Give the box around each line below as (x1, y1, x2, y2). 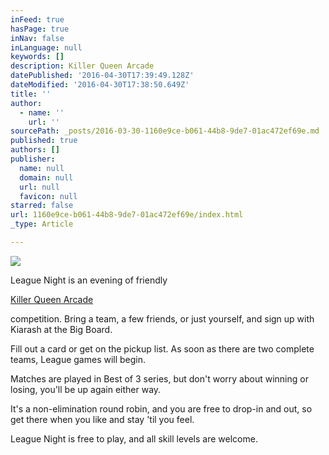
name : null (19, 163, 65, 173)
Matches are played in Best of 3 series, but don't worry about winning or (10, 372, 309, 385)
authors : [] (10, 145, 60, 155)
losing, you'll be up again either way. (10, 383, 162, 395)
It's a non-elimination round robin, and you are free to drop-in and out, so (10, 402, 313, 415)
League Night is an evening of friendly (10, 274, 168, 286)
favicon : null (19, 191, 78, 201)
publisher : (10, 154, 56, 164)
